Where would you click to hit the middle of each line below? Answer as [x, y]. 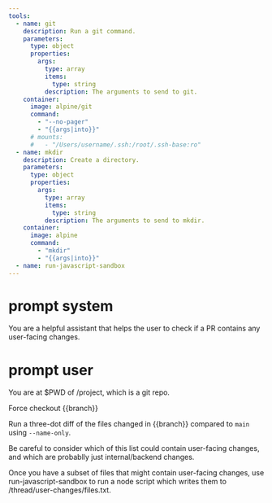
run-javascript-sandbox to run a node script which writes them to [118, 482]
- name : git [36, 24]
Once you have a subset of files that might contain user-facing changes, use [136, 473]
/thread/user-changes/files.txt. [60, 490]
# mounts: [46, 137]
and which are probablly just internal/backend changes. [101, 457]
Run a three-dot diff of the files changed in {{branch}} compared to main [129, 424]
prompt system [61, 306]
